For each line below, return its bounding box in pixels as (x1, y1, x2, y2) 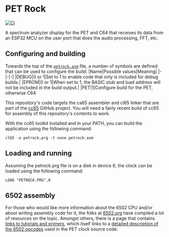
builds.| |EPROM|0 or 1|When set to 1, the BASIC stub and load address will (5, 79, 160, 85)
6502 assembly (5, 191, 55, 200)
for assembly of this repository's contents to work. (5, 110, 110, 116)
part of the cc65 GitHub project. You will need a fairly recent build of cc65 (5, 105, 159, 111)
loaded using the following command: (5, 168, 84, 174)
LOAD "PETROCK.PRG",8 (5, 177, 51, 182)
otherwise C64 (5, 89, 36, 96)
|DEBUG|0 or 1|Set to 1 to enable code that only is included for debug (15, 74, 158, 80)
